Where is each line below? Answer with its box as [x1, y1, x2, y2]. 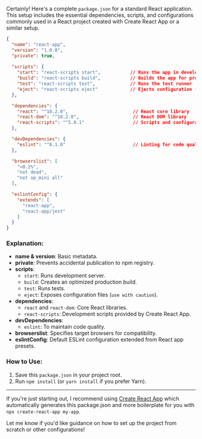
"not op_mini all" [17, 175, 63, 181]
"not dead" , [17, 169, 47, 175]
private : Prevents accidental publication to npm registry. [14, 259, 155, 267]
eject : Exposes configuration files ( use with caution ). [23, 291, 158, 299]
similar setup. [6, 24, 40, 31]
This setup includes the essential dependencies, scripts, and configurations [6, 11, 194, 19]
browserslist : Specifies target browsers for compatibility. [14, 329, 158, 337]
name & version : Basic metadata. [14, 253, 98, 260]
